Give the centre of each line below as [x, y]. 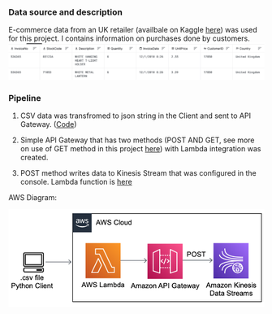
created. [34, 157]
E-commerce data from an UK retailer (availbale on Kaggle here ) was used [133, 30]
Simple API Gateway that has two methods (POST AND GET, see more [137, 140]
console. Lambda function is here [76, 181]
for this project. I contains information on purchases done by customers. [129, 38]
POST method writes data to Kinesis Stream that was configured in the [138, 172]
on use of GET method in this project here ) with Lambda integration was [140, 148]
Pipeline [25, 98]
